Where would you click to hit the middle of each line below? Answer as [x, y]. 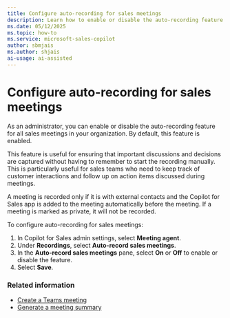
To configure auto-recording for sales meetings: [75, 224]
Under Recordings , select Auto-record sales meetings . [97, 245]
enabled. [20, 140]
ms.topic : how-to [32, 33]
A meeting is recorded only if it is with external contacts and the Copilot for [114, 196]
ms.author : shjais [33, 52]
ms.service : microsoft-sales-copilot [61, 39]
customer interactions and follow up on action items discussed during [106, 176]
